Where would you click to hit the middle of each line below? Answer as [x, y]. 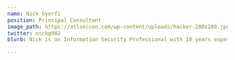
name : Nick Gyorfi [34, 14]
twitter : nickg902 [34, 33]
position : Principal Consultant [54, 20]
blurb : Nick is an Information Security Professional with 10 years [109, 40]
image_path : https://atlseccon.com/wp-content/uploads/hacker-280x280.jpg [119, 27]
